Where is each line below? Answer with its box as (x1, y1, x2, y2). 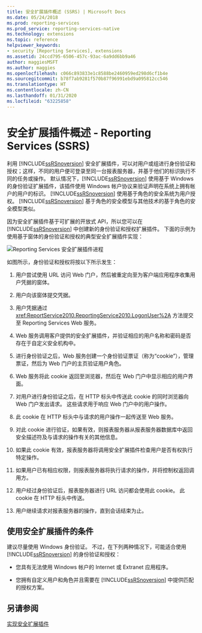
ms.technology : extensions (7, 31, 74, 37)
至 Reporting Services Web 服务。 (15, 319, 100, 326)
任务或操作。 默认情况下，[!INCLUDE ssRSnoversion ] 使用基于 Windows (17, 175, 194, 182)
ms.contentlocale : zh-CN (7, 87, 69, 93)
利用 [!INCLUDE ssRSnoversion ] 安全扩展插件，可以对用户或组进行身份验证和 (7, 160, 196, 167)
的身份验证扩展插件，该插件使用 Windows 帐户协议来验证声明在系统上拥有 (7, 182, 191, 189)
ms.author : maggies (7, 64, 56, 71)
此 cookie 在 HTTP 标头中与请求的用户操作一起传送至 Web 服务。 (15, 413, 177, 420)
